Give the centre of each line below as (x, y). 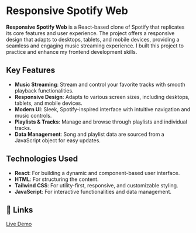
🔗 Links (20, 210)
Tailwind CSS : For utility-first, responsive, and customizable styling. (96, 185)
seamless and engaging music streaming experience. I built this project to (95, 46)
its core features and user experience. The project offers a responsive (90, 33)
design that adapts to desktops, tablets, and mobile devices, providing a (93, 39)
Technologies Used (42, 159)
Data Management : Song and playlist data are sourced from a (90, 134)
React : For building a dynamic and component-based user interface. (97, 173)
